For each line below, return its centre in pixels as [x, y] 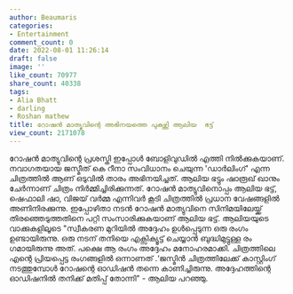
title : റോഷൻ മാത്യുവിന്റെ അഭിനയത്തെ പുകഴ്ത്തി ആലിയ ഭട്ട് [111, 125]
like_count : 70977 [43, 75]
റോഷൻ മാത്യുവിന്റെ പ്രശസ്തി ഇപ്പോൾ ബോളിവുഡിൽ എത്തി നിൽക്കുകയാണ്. [147, 158]
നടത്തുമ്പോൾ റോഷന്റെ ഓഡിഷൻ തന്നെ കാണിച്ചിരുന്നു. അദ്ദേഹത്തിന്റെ [140, 268]
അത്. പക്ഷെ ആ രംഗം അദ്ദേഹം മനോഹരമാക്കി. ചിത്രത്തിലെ [165, 248]
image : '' [28, 68]
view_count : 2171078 [48, 133]
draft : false [33, 59]
